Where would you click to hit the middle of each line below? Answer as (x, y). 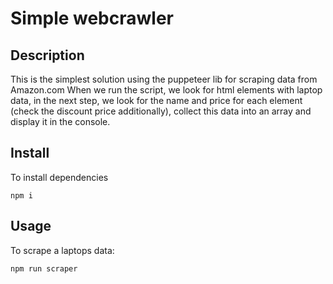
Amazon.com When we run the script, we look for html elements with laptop (166, 90)
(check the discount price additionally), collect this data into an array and (161, 111)
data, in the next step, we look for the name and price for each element (156, 100)
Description (47, 55)
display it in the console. (60, 121)
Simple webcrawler (92, 18)
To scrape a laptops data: (62, 250)
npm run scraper (44, 268)
